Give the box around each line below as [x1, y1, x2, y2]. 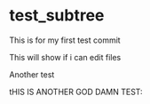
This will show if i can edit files [9, 52, 122, 62]
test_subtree [9, 5, 105, 26]
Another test [9, 68, 55, 80]
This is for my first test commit [9, 35, 122, 45]
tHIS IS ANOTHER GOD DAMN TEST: [9, 86, 144, 97]
